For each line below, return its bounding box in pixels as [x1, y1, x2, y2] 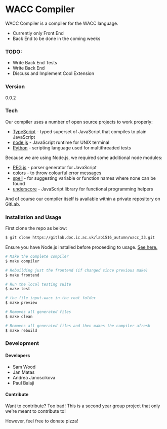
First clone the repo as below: [5, 225, 67, 231]
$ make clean [5, 314, 33, 319]
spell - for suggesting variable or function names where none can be [12, 175, 156, 181]
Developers [5, 353, 30, 359]
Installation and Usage [5, 214, 62, 221]
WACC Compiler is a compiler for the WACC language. [5, 20, 119, 26]
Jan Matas [12, 369, 35, 375]
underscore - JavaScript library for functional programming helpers [12, 186, 153, 192]
